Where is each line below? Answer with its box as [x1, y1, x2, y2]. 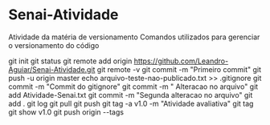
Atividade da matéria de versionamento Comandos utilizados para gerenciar [8, 32, 260, 42]
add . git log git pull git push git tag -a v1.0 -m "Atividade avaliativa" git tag [8, 99, 254, 108]
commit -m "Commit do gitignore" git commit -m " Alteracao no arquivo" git [8, 82, 259, 91]
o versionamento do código [8, 40, 100, 50]
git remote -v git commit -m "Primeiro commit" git [96, 64, 262, 74]
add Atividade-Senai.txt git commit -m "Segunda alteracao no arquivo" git [8, 90, 253, 99]
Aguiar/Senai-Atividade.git [8, 64, 96, 74]
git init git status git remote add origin [8, 56, 133, 66]
